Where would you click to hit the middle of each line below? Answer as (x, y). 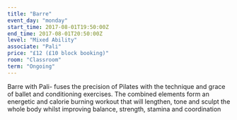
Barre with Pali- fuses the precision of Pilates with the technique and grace (116, 86)
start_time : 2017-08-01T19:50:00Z (58, 27)
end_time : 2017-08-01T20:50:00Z (55, 34)
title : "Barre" (30, 14)
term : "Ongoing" (31, 66)
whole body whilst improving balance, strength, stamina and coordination (114, 109)
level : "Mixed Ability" (42, 40)
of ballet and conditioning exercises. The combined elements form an (109, 94)
